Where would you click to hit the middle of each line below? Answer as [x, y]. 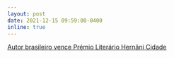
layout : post [27, 14]
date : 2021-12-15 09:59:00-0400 [55, 21]
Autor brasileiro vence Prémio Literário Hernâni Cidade [87, 47]
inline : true [27, 27]
